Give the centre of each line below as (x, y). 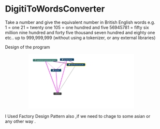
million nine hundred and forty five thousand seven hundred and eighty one (80, 32)
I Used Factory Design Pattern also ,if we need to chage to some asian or (78, 116)
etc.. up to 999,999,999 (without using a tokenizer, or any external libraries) (80, 38)
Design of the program (28, 47)
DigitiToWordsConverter (55, 9)
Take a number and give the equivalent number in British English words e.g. (80, 22)
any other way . (21, 121)
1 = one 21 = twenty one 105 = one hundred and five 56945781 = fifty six (77, 27)
